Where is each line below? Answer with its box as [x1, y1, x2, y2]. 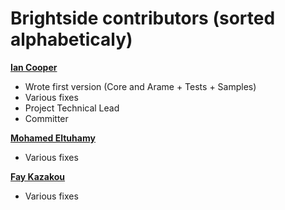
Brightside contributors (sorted [10, 7, 276, 30]
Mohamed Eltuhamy [10, 132, 96, 144]
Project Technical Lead [24, 102, 120, 114]
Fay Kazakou [10, 170, 66, 182]
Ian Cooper [10, 61, 58, 73]
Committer [24, 112, 69, 124]
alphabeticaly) [10, 28, 133, 51]
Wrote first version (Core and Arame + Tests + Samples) [24, 80, 257, 92]
